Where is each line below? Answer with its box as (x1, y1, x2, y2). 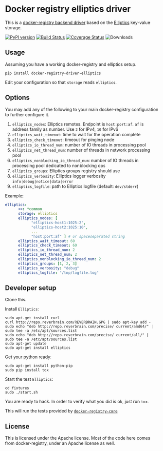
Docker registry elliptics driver (5, 3, 131, 15)
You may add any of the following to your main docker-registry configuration (5, 106, 159, 112)
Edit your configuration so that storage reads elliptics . (5, 79, 117, 85)
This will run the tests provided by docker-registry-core (5, 408, 118, 414)
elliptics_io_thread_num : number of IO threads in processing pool (12, 142, 146, 147)
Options (5, 94, 30, 102)
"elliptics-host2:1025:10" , (31, 225, 89, 230)
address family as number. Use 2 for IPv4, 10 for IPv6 (12, 126, 118, 132)
